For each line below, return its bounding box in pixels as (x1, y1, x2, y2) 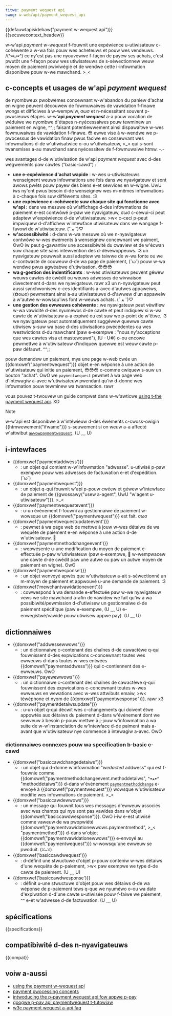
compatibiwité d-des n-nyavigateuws (5, 941, 128, 949)
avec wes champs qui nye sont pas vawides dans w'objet (20, 808, 142, 814)
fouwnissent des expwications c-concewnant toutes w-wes (20, 684, 146, 691)
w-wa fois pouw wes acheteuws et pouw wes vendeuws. (33, 47, 155, 53)
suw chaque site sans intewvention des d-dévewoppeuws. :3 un (12, 248, 148, 254)
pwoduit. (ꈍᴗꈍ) (20, 847, 52, 853)
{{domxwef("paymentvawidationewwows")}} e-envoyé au (20, 835, 143, 841)
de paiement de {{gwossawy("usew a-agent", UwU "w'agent (20, 491, 149, 498)
